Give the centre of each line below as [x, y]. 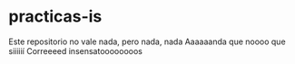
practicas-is [55, 17]
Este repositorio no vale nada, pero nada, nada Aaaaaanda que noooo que [147, 41]
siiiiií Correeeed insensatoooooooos [75, 50]
